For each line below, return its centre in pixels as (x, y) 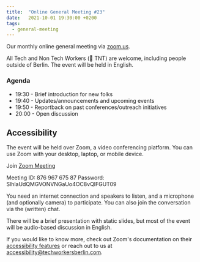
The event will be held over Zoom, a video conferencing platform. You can (99, 148)
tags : (13, 23)
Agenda (18, 81)
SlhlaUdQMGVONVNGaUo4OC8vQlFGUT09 (61, 184)
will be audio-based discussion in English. (59, 228)
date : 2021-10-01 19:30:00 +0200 (52, 18)
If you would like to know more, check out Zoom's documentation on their (99, 239)
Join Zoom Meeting (31, 166)
